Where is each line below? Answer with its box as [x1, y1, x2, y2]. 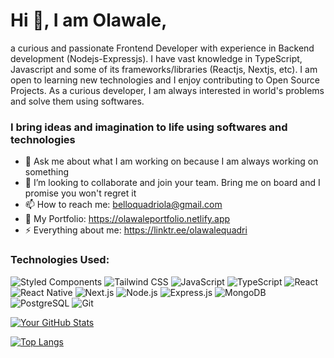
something [24, 166, 70, 178]
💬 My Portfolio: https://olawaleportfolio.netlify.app [24, 213, 231, 225]
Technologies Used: [10, 253, 110, 267]
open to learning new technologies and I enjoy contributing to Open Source [10, 74, 321, 86]
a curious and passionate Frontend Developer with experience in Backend [10, 42, 315, 54]
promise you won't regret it [24, 187, 137, 199]
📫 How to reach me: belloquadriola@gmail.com [24, 199, 223, 211]
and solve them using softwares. [10, 95, 145, 107]
